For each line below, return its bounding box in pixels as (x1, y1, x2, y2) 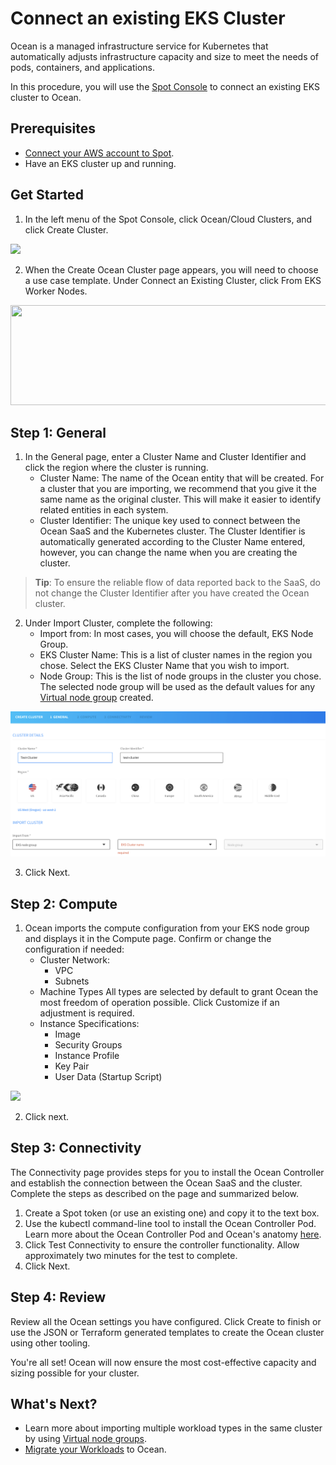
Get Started (10, 187, 84, 204)
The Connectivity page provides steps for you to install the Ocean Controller (10, 1166, 325, 1178)
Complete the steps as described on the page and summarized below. (10, 1187, 299, 1199)
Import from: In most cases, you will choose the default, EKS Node (39, 628, 314, 640)
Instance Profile (54, 1050, 120, 1061)
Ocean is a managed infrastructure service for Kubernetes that (10, 40, 269, 52)
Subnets (54, 975, 90, 987)
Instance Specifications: (39, 1018, 140, 1029)
